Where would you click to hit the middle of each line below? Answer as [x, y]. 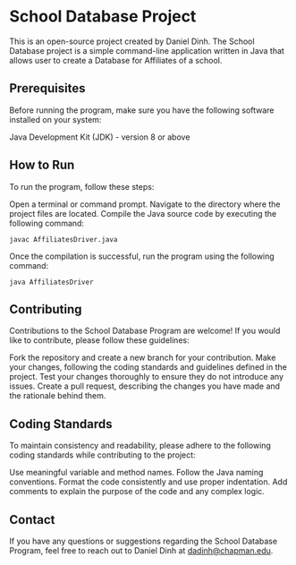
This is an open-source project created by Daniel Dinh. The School [132, 41]
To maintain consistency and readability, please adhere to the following [140, 446]
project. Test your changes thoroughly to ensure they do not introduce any [147, 377]
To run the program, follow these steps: [82, 186]
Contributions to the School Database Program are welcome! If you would [145, 331]
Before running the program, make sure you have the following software [142, 110]
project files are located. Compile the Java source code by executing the [143, 213]
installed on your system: [55, 119]
